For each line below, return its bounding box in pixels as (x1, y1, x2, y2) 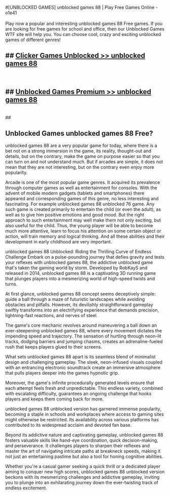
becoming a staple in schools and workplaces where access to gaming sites (5, 411, 164, 417)
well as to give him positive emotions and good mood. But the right (5, 212, 145, 218)
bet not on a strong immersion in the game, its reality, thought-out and (5, 148, 152, 154)
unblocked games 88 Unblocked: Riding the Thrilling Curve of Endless (5, 249, 152, 255)
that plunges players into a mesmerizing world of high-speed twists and (5, 275, 155, 282)
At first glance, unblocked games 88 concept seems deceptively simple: (5, 291, 156, 297)
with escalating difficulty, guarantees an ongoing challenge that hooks (5, 391, 152, 397)
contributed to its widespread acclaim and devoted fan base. (5, 422, 132, 428)
